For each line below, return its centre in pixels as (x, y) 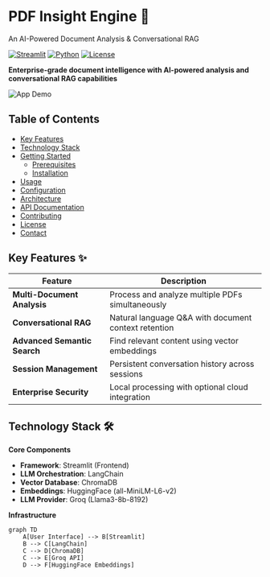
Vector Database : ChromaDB (69, 483)
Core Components (39, 450)
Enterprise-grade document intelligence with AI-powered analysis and (129, 70)
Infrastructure (33, 515)
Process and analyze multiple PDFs (176, 295)
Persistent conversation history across (182, 364)
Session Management (55, 369)
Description (183, 281)
